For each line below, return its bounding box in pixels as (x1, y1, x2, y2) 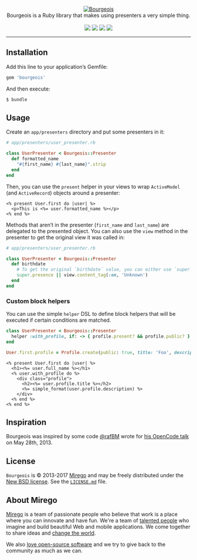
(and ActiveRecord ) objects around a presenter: (6, 189, 120, 196)
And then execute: (6, 85, 50, 92)
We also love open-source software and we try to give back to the (6, 541, 166, 548)
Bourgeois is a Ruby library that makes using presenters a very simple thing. (6, 12, 191, 19)
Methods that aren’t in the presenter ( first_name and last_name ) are (6, 221, 169, 228)
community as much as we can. (6, 547, 83, 554)
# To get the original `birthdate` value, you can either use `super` (16, 266, 193, 273)
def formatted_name (11, 156, 59, 162)
